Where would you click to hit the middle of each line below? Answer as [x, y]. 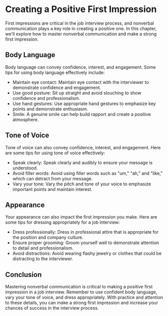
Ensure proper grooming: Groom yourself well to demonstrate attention [86, 243]
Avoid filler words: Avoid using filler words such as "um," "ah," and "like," [88, 173]
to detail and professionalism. [43, 248]
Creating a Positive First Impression [81, 9]
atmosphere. [26, 120]
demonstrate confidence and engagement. [57, 87]
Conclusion [24, 275]
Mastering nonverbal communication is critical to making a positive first [79, 287]
